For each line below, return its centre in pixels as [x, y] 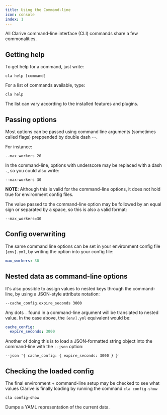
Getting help [25, 55]
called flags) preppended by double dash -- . [52, 137]
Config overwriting [35, 234]
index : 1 [14, 19]
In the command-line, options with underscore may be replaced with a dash [83, 165]
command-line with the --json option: [45, 347]
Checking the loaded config [50, 371]
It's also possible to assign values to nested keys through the [68, 288]
